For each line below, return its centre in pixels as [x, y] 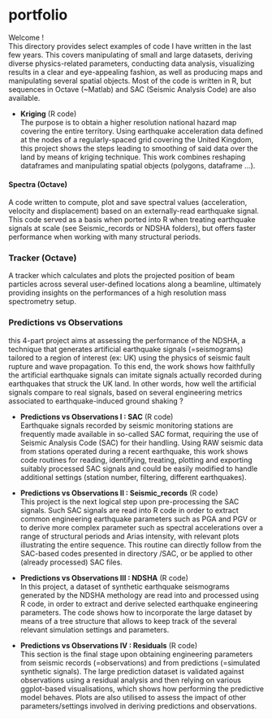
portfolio [38, 15]
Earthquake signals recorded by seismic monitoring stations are [127, 425]
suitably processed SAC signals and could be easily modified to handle [139, 468]
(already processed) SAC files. [71, 562]
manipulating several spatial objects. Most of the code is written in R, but [130, 81]
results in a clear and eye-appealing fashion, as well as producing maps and [136, 72]
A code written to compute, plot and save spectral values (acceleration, [128, 203]
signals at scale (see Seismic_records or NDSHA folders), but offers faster [132, 229]
